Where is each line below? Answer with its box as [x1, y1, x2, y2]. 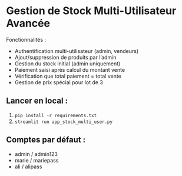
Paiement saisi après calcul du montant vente [14, 66, 125, 73]
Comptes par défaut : [6, 135, 86, 145]
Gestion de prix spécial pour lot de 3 [14, 78, 103, 86]
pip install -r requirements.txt [14, 112, 97, 118]
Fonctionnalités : [6, 36, 46, 43]
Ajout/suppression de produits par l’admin [14, 54, 117, 61]
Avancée [6, 16, 51, 30]
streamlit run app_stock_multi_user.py [14, 119, 113, 125]
